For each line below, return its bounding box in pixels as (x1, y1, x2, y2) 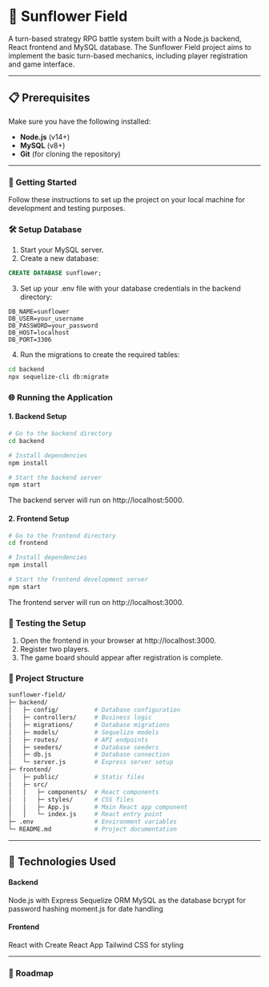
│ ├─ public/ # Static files (8, 774, 146, 782)
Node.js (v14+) (19, 132, 70, 141)
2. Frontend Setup (8, 514, 70, 523)
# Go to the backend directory (8, 429, 113, 438)
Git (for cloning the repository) (19, 148, 122, 159)
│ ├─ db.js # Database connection (8, 750, 171, 759)
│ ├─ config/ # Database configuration (8, 706, 181, 714)
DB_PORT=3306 (8, 336, 52, 344)
